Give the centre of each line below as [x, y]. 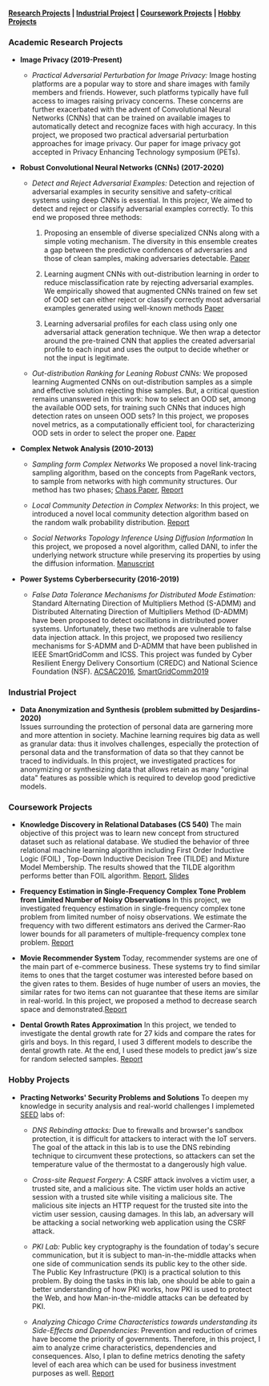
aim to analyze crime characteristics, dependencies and [124, 1347]
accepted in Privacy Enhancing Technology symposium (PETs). [136, 152]
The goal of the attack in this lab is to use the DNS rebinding [131, 1147]
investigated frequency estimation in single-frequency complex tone [132, 908]
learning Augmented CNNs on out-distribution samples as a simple [142, 381]
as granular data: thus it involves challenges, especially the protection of [139, 744]
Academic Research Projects [66, 42]
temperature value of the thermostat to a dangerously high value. [139, 1164]
